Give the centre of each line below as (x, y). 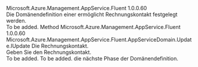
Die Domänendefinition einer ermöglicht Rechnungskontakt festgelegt (92, 14)
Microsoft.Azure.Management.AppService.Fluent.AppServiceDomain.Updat (99, 39)
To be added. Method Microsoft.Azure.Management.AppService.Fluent (93, 27)
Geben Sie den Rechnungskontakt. (49, 52)
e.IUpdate (18, 46)
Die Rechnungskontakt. (60, 46)
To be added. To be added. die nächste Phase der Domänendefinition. (92, 58)
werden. (16, 21)
